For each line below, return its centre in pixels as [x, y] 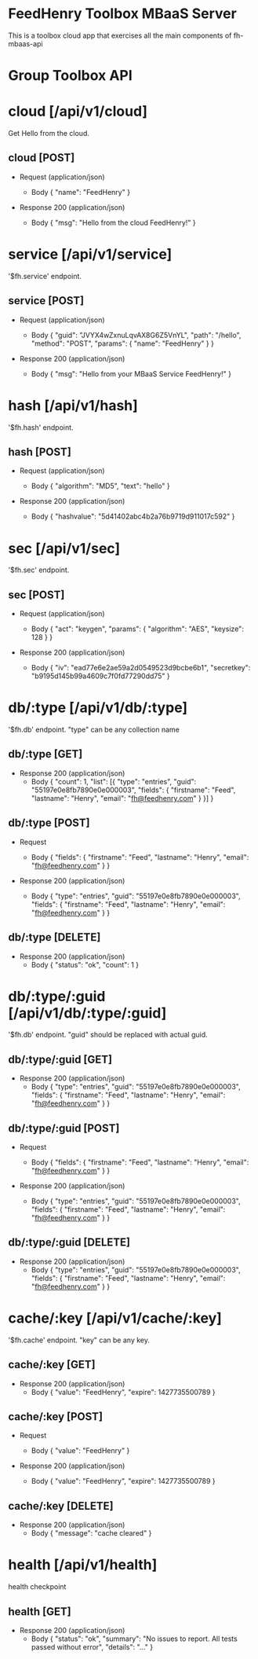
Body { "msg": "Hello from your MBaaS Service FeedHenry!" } [131, 373]
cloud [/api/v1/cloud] [78, 112]
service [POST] [46, 301]
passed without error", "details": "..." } [92, 1647]
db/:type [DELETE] [55, 937]
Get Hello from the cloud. [49, 134]
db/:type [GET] [45, 754]
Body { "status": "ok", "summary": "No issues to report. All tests [134, 1639]
